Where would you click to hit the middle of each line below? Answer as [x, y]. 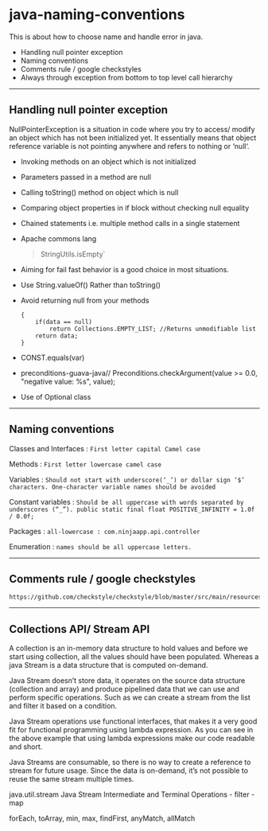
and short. [26, 747]
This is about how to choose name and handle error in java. [106, 37]
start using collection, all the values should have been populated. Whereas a [134, 657]
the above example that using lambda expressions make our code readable [132, 739]
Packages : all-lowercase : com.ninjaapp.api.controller [105, 531]
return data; [57, 336]
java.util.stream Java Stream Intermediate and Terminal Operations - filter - [132, 794]
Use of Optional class [56, 396]
